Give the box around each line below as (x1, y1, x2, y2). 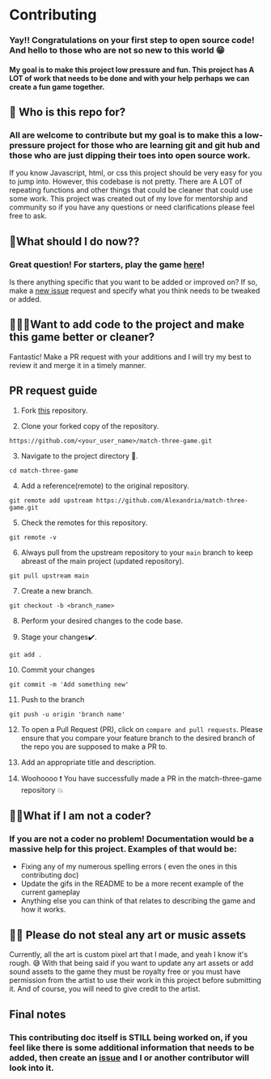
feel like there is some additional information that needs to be (9, 1042, 255, 1053)
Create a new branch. (20, 586, 94, 595)
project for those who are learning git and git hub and (46, 140, 260, 151)
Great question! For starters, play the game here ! (9, 259, 205, 270)
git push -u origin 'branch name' (9, 710, 126, 718)
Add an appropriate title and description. (20, 757, 156, 767)
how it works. (20, 904, 66, 915)
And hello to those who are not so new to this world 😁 (9, 44, 225, 56)
